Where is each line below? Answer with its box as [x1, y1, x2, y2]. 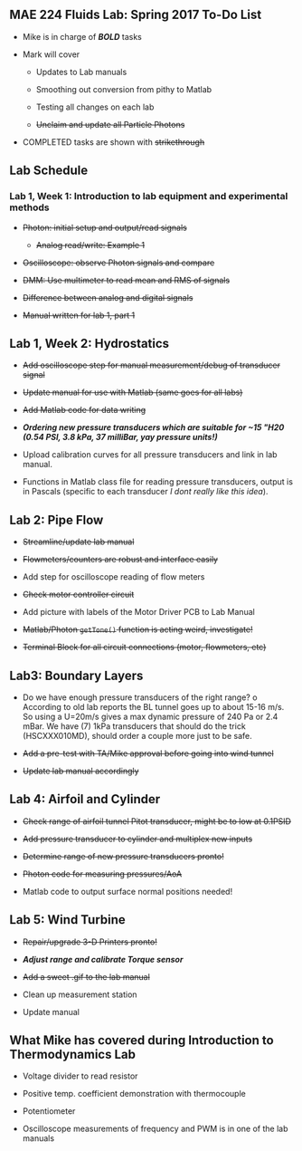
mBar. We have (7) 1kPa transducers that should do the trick [22, 720, 246, 732]
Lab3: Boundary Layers [9, 667, 144, 683]
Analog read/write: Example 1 [35, 239, 146, 250]
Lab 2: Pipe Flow [9, 512, 104, 528]
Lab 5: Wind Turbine [9, 912, 127, 927]
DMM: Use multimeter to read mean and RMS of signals [22, 274, 231, 285]
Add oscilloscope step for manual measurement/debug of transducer [22, 360, 280, 370]
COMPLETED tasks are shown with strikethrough [22, 136, 205, 148]
